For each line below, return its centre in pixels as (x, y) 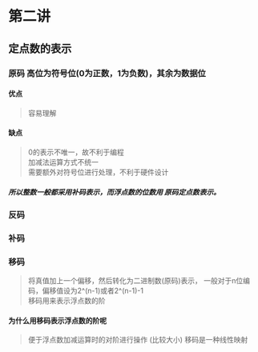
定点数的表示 (40, 48)
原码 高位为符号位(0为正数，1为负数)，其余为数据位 (107, 73)
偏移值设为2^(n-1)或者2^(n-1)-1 (93, 291)
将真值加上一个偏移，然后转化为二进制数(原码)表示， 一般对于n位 (135, 281)
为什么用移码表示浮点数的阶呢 (57, 320)
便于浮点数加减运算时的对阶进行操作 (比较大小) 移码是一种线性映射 (138, 340)
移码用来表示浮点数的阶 (67, 301)
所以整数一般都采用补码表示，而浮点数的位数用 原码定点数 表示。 (115, 192)
